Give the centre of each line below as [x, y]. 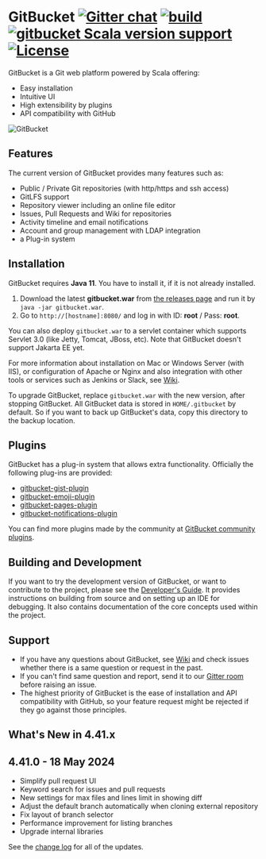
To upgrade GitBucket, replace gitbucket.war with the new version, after [127, 395]
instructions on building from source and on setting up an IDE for [114, 599]
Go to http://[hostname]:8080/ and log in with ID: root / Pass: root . [129, 315]
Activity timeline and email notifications [84, 221]
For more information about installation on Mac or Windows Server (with [126, 363]
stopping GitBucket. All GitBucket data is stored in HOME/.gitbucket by [122, 403]
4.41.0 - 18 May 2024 [62, 762]
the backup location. [42, 420]
